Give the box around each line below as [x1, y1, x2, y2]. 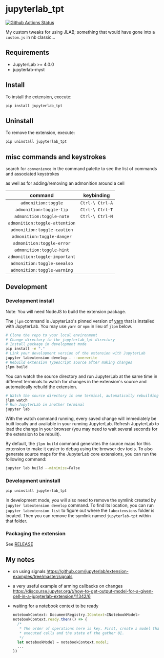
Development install [5, 297, 54, 304]
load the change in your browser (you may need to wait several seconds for [5, 426, 158, 432]
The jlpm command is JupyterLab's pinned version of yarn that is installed [5, 318, 155, 324]
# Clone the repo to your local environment [5, 332, 98, 338]
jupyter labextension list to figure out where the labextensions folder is [5, 507, 155, 514]
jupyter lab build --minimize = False [5, 466, 80, 471]
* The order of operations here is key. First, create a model [19, 626, 151, 631]
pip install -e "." [5, 346, 45, 351]
